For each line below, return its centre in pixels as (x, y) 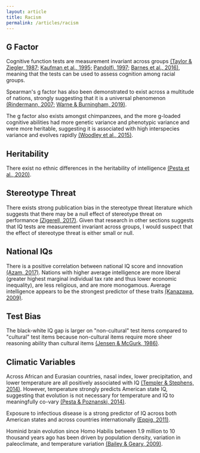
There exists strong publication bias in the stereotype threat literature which (99, 207)
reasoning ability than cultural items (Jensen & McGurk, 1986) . (83, 343)
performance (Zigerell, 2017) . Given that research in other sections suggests (100, 220)
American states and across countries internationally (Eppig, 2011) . (88, 420)
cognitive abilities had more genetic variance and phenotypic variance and (98, 122)
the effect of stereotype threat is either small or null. (70, 232)
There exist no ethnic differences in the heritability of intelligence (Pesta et (98, 168)
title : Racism (24, 17)
